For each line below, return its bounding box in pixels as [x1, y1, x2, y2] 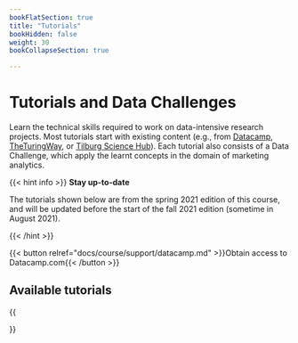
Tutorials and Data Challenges [9, 93, 237, 112]
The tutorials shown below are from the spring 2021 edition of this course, [9, 194, 280, 205]
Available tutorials [9, 282, 112, 298]
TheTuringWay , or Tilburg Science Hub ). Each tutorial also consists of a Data [9, 141, 289, 151]
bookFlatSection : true [9, 12, 93, 22]
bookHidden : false [9, 29, 77, 38]
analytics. [9, 159, 44, 170]
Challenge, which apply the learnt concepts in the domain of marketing [9, 151, 270, 161]
